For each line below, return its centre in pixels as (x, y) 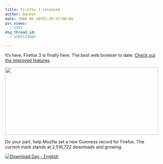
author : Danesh (21, 14)
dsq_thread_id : (21, 32)
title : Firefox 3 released (33, 10)
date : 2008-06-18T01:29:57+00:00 (39, 19)
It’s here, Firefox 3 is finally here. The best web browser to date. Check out (80, 55)
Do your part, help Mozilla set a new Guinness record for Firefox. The (75, 141)
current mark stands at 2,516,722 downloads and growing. (64, 147)
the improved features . (28, 60)
